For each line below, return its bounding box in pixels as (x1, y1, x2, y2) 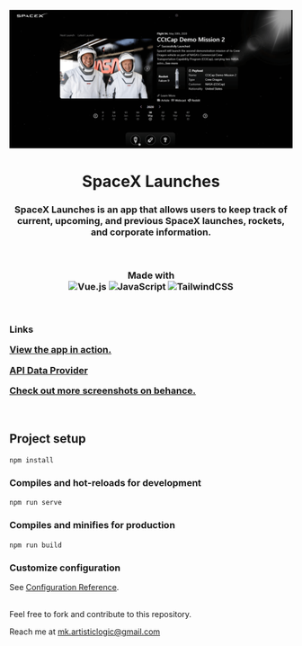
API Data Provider (9, 363, 88, 376)
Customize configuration (9, 561, 121, 574)
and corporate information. (90, 226, 212, 238)
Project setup (9, 431, 87, 446)
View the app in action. (9, 344, 112, 356)
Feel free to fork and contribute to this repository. (9, 609, 191, 619)
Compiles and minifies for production (9, 519, 175, 532)
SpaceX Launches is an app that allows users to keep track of (14, 203, 288, 216)
